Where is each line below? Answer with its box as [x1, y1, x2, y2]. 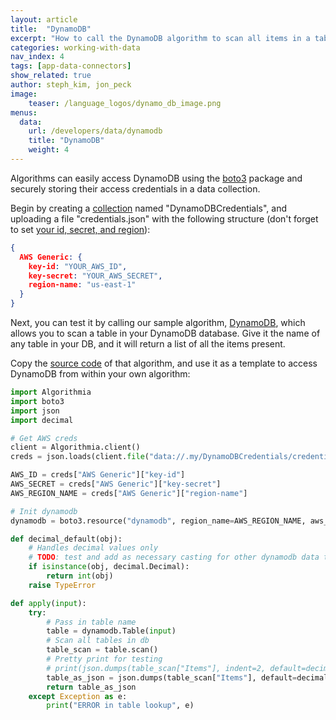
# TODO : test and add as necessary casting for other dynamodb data [28, 552, 320, 563]
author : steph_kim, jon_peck [10, 80, 132, 90]
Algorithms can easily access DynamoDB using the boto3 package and [10, 172, 303, 184]
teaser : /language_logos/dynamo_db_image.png [28, 98, 222, 108]
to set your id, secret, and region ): [10, 223, 151, 235]
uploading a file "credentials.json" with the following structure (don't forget [10, 212, 319, 225]
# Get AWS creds [10, 433, 78, 443]
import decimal [10, 415, 74, 425]
